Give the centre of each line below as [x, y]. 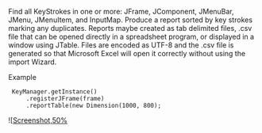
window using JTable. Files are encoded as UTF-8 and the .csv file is [121, 45]
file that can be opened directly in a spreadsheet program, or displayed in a [131, 36]
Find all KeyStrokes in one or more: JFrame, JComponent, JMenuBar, [121, 11]
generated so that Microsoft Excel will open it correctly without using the [127, 53]
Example [23, 77]
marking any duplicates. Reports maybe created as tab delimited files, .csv [130, 28]
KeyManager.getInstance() [54, 92]
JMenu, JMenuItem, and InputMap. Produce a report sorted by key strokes [130, 20]
